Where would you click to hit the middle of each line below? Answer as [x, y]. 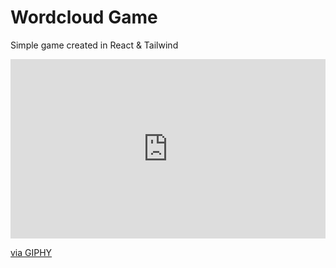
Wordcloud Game [84, 17]
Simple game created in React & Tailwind [94, 45]
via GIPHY [31, 253]
